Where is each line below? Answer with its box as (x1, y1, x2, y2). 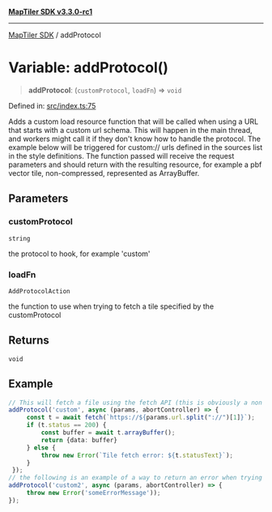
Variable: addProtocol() (8, 58, 168, 77)
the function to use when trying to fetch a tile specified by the (8, 301, 215, 311)
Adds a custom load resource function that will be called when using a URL (8, 117, 259, 126)
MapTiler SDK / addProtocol (8, 30, 101, 40)
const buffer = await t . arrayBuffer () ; (40, 429, 176, 437)
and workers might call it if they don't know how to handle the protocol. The (8, 134, 261, 143)
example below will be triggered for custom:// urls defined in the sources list (8, 142, 263, 152)
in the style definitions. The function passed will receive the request (8, 151, 235, 160)
